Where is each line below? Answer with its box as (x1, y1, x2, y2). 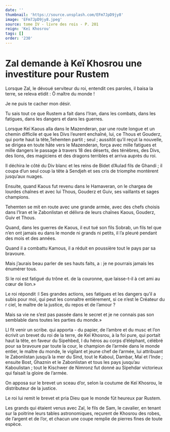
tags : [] (5, 31, 24, 36)
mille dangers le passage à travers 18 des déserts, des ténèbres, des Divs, (5, 147, 161, 153)
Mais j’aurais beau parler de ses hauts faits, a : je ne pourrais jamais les (5, 260, 154, 266)
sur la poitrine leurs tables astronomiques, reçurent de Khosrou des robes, (5, 410, 161, 416)
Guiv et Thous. (5, 214, 37, 221)
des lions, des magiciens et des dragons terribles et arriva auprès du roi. (5, 152, 157, 159)
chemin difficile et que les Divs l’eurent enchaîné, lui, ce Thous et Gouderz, (5, 131, 162, 137)
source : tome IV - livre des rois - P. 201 (5, 21, 99, 27)
